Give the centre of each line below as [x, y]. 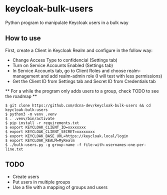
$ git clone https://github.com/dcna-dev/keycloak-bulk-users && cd [78, 105]
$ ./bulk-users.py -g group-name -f [43, 145]
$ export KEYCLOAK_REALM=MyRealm [40, 140]
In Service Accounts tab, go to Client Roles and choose [69, 70]
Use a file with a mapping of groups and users [60, 187]
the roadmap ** [21, 96]
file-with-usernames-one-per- [115, 145]
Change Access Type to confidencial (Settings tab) [65, 60]
